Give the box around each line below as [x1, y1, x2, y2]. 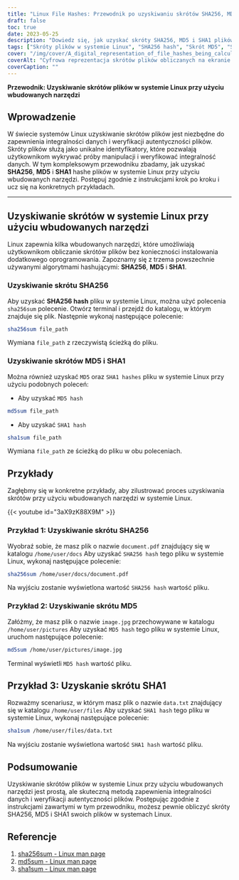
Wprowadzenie [7, 111, 76, 123]
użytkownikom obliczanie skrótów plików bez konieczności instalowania [7, 248, 218, 256]
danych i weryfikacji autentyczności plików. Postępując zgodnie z [7, 795, 199, 804]
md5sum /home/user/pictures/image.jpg [7, 646, 122, 653]
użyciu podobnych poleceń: [7, 380, 89, 388]
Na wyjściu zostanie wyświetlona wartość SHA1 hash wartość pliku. [7, 741, 203, 749]
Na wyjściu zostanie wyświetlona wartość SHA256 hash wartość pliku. [7, 583, 210, 592]
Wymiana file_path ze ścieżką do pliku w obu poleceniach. [7, 447, 183, 455]
